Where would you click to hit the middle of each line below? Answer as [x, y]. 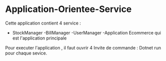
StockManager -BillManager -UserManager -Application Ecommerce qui [86, 32]
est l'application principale [39, 38]
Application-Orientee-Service [69, 9]
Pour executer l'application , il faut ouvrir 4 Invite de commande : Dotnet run [83, 47]
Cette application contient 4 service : [43, 23]
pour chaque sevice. [26, 53]
